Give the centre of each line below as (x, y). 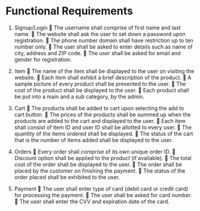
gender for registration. (43, 59)
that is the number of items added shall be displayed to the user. (93, 140)
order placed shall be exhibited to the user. (67, 177)
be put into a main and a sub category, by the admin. (79, 97)
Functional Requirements (69, 11)
